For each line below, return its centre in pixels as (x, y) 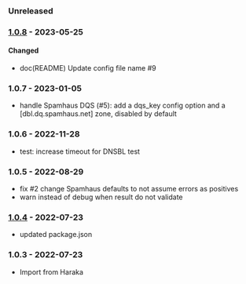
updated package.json (56, 235)
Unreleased (31, 11)
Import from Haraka (51, 271)
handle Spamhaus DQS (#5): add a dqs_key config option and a (122, 106)
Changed (24, 51)
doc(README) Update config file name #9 (88, 68)
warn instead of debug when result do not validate (101, 197)
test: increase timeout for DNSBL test (79, 151)
